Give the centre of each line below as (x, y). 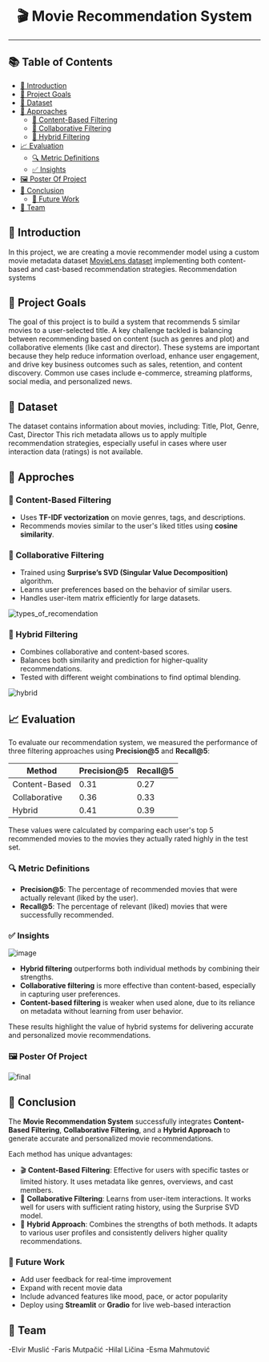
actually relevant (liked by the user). (79, 898)
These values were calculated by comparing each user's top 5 (111, 830)
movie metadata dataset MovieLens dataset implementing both (112, 260)
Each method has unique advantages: (71, 1153)
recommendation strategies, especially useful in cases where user (118, 444)
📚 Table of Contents (61, 62)
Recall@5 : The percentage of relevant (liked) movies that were (124, 906)
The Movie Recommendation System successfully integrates (110, 1121)
